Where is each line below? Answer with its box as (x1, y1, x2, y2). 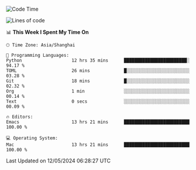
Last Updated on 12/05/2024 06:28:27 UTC (6, 157, 111, 164)
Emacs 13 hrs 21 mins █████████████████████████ (6, 119, 190, 125)
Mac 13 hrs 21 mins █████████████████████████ (6, 142, 190, 148)
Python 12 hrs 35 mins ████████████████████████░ (6, 57, 190, 63)
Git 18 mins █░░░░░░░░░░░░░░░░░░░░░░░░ (6, 78, 190, 84)
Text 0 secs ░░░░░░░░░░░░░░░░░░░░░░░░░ (6, 98, 190, 104)
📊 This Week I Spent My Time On (6, 29, 89, 35)
